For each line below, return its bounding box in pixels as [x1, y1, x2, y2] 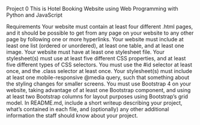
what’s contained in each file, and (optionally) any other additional [6, 106, 169, 112]
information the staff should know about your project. [6, 112, 138, 119]
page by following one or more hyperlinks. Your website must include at [6, 36, 184, 42]
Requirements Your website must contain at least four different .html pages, [6, 23, 193, 30]
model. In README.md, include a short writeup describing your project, [6, 99, 183, 106]
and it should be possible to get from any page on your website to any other [6, 29, 194, 36]
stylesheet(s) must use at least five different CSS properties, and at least [6, 55, 186, 62]
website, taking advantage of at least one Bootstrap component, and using [6, 87, 191, 93]
